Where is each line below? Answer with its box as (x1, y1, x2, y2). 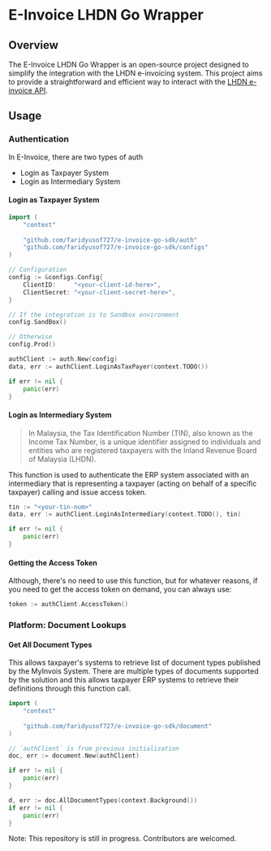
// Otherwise (8, 333, 53, 341)
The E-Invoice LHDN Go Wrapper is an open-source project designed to (8, 59, 250, 69)
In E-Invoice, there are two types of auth (8, 152, 144, 162)
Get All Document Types (8, 639, 92, 649)
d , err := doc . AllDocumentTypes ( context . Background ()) (8, 796, 198, 805)
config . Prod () (8, 340, 57, 349)
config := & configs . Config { (8, 273, 104, 281)
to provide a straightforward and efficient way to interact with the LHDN (8, 77, 247, 86)
